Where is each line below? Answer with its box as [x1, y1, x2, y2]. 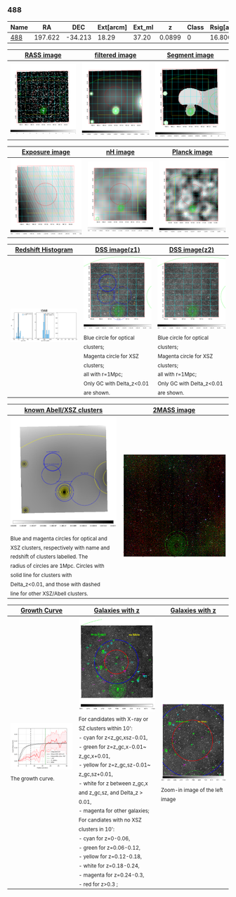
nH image [105, 148, 135, 156]
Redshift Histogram [15, 245, 74, 254]
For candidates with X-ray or [78, 716, 149, 723]
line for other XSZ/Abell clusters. [10, 590, 88, 597]
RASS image [24, 51, 62, 59]
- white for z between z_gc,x [78, 780, 149, 787]
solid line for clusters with [10, 571, 72, 579]
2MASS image [152, 405, 195, 414]
